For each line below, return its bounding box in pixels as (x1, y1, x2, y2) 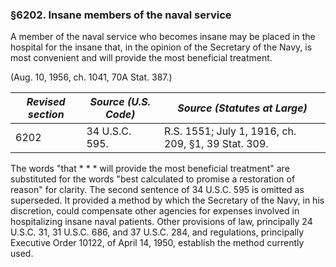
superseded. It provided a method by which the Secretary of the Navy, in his (10, 194, 325, 207)
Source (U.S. (89, 95, 151, 109)
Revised (26, 95, 66, 109)
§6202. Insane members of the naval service (10, 8, 232, 22)
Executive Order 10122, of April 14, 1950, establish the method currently (10, 237, 305, 249)
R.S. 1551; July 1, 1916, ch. (163, 124, 297, 138)
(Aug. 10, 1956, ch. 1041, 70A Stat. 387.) (10, 71, 173, 83)
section (27, 108, 65, 122)
